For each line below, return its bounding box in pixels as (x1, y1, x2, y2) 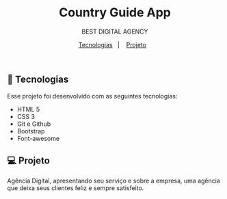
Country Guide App (59, 5, 171, 21)
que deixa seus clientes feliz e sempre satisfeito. (7, 183, 144, 192)
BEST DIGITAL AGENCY (81, 27, 148, 36)
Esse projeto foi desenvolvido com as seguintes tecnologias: (7, 92, 178, 100)
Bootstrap (16, 127, 45, 135)
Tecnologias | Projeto (78, 40, 147, 49)
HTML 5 (16, 105, 40, 114)
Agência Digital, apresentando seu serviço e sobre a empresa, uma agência (7, 176, 221, 185)
